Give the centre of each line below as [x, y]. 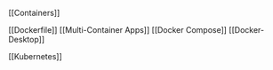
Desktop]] [27, 39]
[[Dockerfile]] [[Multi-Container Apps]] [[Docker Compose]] [118, 30]
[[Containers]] [34, 13]
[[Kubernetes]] [36, 56]
